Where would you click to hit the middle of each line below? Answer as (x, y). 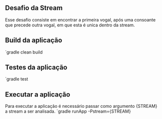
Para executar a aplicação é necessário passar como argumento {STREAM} (81, 106)
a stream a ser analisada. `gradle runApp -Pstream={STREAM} (68, 111)
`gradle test (17, 79)
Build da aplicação (34, 40)
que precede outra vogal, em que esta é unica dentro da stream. (70, 25)
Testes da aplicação (36, 68)
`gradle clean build (24, 52)
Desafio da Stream (34, 8)
